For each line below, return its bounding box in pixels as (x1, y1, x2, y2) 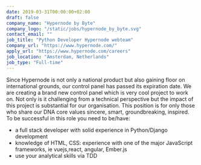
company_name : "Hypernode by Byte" (6, 20, 96, 26)
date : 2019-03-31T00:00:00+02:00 (6, 8, 91, 15)
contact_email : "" (6, 31, 53, 37)
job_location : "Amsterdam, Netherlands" (6, 54, 110, 60)
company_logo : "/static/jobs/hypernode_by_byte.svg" (6, 25, 142, 32)
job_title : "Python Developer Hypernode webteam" (6, 37, 134, 43)
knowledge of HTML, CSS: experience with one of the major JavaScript (14, 139, 193, 146)
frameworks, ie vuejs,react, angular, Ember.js (14, 146, 128, 153)
